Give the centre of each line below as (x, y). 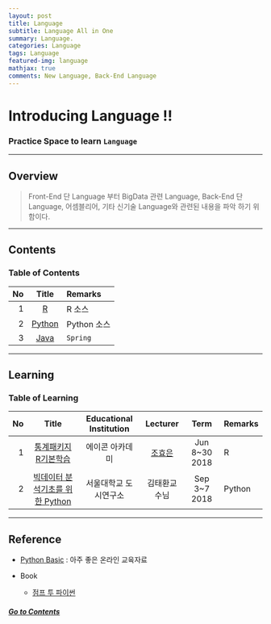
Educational (109, 419)
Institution (109, 429)
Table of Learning (44, 398)
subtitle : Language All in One (61, 31)
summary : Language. (41, 38)
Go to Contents (34, 611)
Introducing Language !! (91, 116)
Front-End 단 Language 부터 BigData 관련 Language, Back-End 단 (135, 196)
